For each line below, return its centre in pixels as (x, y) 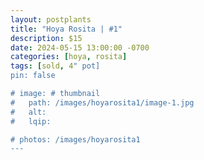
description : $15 (46, 38)
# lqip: (31, 121)
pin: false (33, 76)
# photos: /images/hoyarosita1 (75, 139)
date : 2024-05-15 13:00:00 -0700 (80, 47)
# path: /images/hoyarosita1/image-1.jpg (102, 102)
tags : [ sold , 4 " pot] (55, 66)
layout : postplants (51, 19)
